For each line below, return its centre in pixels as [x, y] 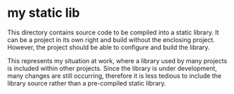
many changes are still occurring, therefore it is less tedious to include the [115, 76]
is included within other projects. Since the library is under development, [112, 68]
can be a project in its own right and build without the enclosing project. [111, 39]
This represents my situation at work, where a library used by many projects [117, 60]
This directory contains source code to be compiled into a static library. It [113, 32]
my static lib [44, 13]
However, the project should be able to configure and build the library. [109, 47]
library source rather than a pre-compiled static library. [87, 83]
